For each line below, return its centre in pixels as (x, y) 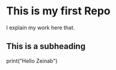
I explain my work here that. (41, 28)
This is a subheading (46, 46)
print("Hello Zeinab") (32, 60)
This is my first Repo (58, 11)
